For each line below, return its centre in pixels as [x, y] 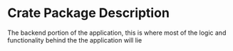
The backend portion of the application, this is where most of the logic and [117, 33]
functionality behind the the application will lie [75, 40]
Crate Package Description [88, 13]
